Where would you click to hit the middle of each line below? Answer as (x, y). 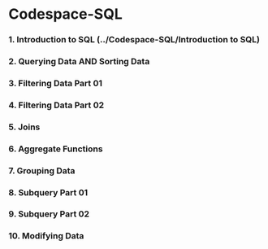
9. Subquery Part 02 (49, 214)
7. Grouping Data (42, 170)
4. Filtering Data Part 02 (56, 105)
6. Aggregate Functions (56, 149)
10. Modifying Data (46, 236)
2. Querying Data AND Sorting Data (79, 62)
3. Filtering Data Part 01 (56, 83)
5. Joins (24, 127)
